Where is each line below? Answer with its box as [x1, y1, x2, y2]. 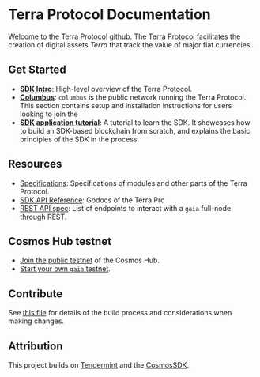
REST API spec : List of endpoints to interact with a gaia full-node [19, 203, 232, 213]
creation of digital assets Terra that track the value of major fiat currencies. [8, 40, 253, 49]
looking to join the [19, 109, 79, 119]
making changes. [8, 316, 65, 326]
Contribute [8, 287, 63, 300]
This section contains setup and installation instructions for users [19, 100, 232, 110]
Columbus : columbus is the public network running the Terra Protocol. [19, 92, 247, 102]
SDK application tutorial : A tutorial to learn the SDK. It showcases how [19, 117, 251, 127]
